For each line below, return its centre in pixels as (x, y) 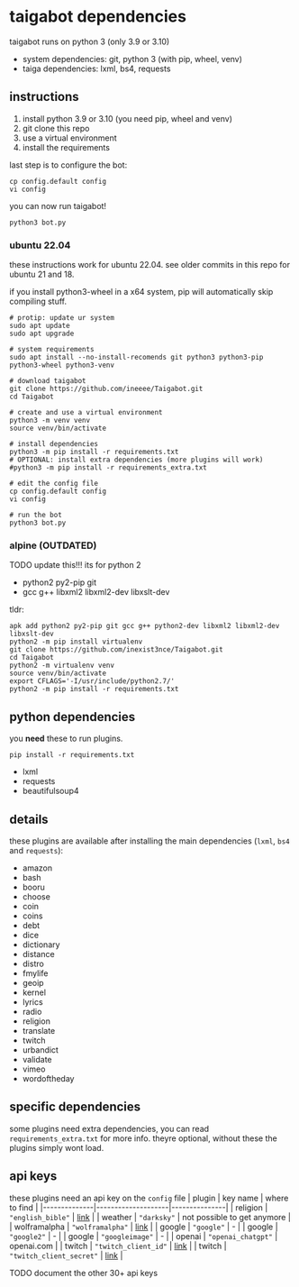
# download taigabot (48, 381)
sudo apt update (40, 326)
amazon (37, 868)
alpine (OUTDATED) (53, 545)
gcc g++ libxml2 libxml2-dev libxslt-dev (96, 592)
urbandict (40, 1050)
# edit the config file (54, 484)
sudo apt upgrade (42, 334)
